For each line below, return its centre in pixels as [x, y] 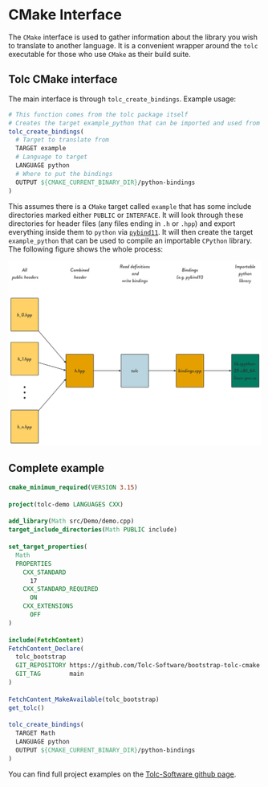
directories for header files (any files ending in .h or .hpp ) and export [122, 223]
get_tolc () [26, 708]
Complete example [57, 468]
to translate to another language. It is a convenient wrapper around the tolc [133, 45]
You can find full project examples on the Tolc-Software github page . [122, 774]
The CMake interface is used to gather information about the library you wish [133, 37]
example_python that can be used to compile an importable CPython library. [130, 240]
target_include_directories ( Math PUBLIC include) [93, 530]
